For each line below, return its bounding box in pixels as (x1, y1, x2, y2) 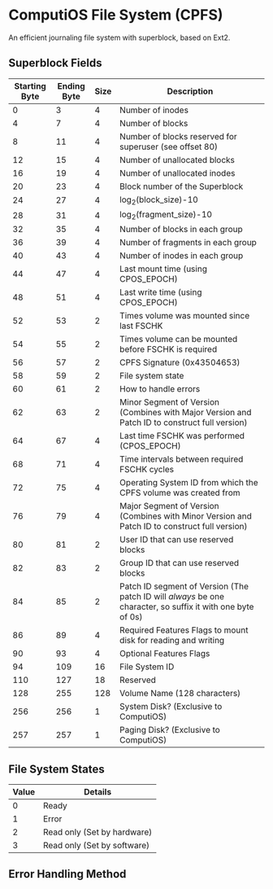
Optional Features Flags (119, 648, 210, 659)
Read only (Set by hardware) (43, 826, 153, 838)
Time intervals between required (119, 453, 244, 465)
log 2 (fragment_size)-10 (119, 208, 213, 221)
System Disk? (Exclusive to (119, 701, 223, 712)
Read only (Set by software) (43, 839, 150, 851)
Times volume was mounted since (119, 310, 250, 322)
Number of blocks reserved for (119, 130, 237, 142)
